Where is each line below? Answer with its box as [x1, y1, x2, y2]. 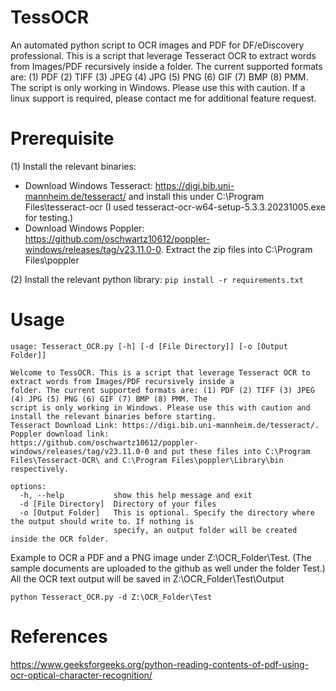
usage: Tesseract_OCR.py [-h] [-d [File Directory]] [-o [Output [10, 341, 288, 351]
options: [10, 481, 47, 491]
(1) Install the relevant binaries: [10, 160, 137, 172]
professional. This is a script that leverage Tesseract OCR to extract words [10, 49, 317, 61]
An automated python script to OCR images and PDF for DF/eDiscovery [10, 39, 305, 51]
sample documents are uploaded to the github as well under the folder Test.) [10, 562, 326, 574]
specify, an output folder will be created [113, 525, 298, 535]
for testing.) [24, 211, 74, 223]
